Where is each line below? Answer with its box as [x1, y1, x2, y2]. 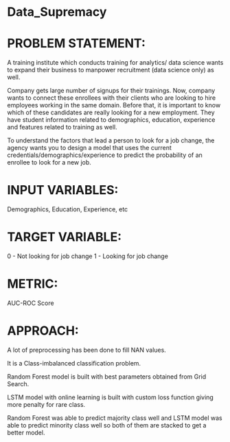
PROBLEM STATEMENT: [7, 36, 146, 52]
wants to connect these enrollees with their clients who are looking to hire [7, 94, 216, 102]
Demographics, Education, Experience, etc [7, 205, 128, 213]
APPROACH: [7, 323, 79, 339]
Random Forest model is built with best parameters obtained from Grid [7, 372, 207, 381]
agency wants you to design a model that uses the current [7, 144, 172, 152]
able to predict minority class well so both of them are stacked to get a [7, 421, 207, 429]
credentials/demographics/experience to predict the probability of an [7, 151, 203, 159]
